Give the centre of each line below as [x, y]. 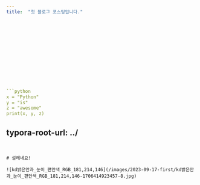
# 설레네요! [19, 158]
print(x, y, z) [25, 114]
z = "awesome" [24, 108]
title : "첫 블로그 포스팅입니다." [45, 12]
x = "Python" [23, 97]
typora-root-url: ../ [42, 132]
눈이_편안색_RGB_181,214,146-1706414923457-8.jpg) [75, 176]
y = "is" [17, 102]
